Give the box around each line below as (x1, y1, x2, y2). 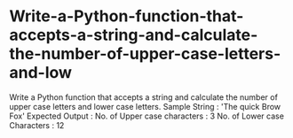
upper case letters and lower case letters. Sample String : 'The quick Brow (9, 101, 281, 111)
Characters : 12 (9, 119, 65, 130)
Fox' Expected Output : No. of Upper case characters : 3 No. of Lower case (9, 111, 284, 121)
